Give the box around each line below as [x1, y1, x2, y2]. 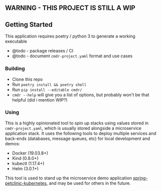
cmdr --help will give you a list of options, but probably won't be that [12, 92, 149, 98]
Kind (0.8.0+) [12, 155, 39, 161]
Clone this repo [12, 76, 43, 82]
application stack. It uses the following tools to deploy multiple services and [5, 130, 157, 136]
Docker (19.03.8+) [12, 150, 48, 156]
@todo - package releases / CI [12, 48, 74, 54]
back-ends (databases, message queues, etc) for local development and [5, 136, 150, 141]
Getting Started [5, 20, 53, 29]
